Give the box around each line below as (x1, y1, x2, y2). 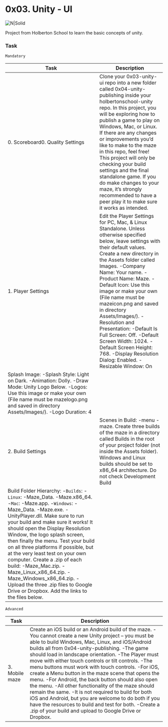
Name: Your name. (99, 269, 143, 276)
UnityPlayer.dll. (7, 512, 43, 519)
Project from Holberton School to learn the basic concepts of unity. (5, 30, 143, 36)
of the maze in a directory (99, 429, 160, 436)
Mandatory (5, 54, 26, 59)
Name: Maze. (119, 275, 150, 282)
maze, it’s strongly (99, 186, 142, 193)
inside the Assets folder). (99, 448, 158, 455)
